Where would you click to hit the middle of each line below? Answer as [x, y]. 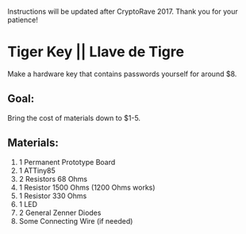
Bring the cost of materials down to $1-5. [74, 117]
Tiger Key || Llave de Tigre [96, 52]
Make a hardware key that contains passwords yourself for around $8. [122, 74]
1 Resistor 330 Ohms [53, 196]
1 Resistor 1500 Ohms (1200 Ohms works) [87, 187]
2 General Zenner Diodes [60, 213]
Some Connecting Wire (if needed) [76, 221]
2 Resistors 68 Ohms [53, 178]
